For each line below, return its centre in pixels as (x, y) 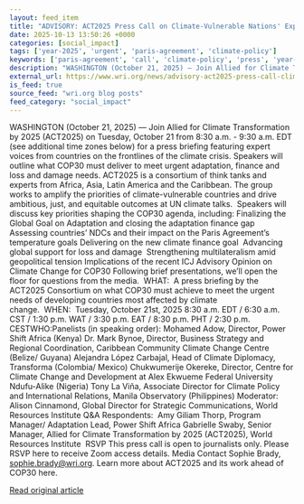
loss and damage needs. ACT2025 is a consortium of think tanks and (138, 175)
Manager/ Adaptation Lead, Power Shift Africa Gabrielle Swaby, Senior (141, 425)
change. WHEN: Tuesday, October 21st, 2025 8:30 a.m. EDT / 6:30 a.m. (145, 310)
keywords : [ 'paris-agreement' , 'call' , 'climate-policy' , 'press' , (139, 60)
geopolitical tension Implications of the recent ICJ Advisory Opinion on (141, 262)
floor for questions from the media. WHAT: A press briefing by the (134, 281)
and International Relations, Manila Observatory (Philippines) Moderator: (144, 396)
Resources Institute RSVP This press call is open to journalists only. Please (149, 444)
